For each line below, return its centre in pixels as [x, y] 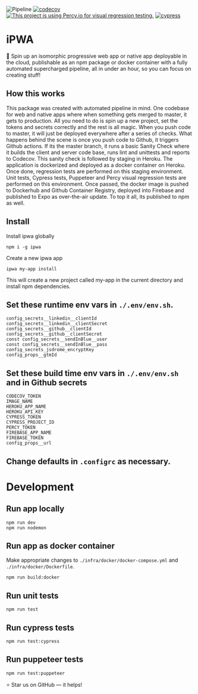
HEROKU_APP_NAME [26, 407]
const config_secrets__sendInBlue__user [57, 339]
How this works [36, 94]
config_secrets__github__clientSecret [54, 334]
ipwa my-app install [32, 269]
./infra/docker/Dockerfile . [40, 567]
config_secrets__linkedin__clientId [51, 318]
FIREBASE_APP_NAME [29, 433]
